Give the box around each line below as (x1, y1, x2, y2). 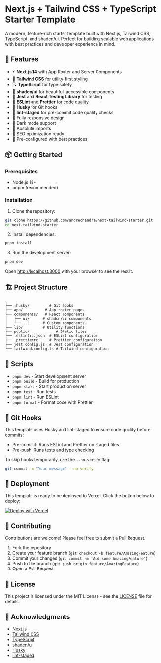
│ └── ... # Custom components (5, 321, 85, 326)
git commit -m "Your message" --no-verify (5, 466, 94, 471)
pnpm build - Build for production (12, 378, 80, 384)
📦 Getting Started (5, 151, 63, 159)
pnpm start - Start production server (12, 383, 86, 389)
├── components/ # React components (5, 312, 85, 317)
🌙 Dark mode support (12, 120, 56, 126)
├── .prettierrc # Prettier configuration (5, 338, 102, 343)
